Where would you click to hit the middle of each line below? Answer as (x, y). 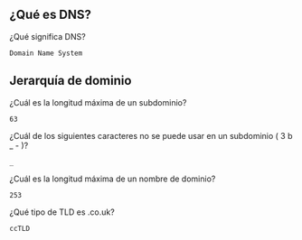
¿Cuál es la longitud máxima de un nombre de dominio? (113, 179)
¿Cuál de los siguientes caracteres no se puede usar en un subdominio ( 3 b (151, 135)
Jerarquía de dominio (71, 81)
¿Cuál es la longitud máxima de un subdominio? (98, 102)
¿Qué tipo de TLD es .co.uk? (62, 212)
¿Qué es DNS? (51, 15)
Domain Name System (46, 53)
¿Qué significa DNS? (47, 36)
